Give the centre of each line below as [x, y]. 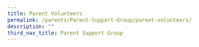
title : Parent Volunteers [45, 13]
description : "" [31, 26]
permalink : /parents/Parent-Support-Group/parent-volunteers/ [99, 20]
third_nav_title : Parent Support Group [65, 33]
